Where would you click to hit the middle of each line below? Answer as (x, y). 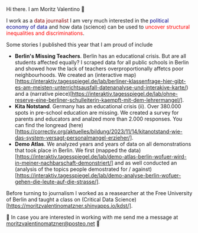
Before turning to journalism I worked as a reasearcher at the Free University (99, 193)
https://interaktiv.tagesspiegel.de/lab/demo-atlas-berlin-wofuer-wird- (102, 156)
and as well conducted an (146, 163)
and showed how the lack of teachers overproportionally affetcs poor (99, 69)
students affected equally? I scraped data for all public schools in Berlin (102, 62)
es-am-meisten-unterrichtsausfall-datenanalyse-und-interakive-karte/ (100, 88)
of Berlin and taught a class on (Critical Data (60, 199)
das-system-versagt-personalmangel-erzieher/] (73, 138)
